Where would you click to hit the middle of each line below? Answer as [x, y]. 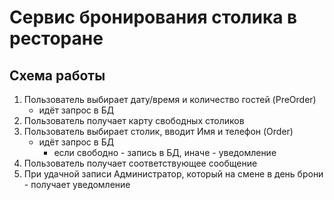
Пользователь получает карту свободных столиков [134, 120]
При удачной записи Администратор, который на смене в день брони [173, 174]
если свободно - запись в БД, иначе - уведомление [165, 152]
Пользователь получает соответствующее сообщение [140, 163]
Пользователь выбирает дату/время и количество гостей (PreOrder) [170, 99]
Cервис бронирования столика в [153, 17]
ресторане [56, 38]
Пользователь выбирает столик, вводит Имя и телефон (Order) [158, 131]
